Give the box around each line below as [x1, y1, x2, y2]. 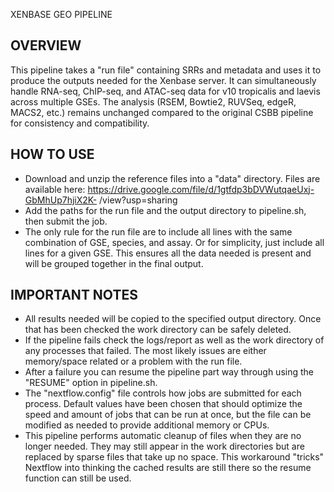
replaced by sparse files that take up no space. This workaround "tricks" [24, 451, 325, 463]
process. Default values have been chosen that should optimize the [24, 398, 303, 410]
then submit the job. [24, 215, 108, 227]
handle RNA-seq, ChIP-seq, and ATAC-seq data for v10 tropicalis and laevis [10, 85, 321, 97]
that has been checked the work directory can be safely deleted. [24, 324, 292, 336]
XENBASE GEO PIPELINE [10, 9, 113, 20]
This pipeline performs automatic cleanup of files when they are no [24, 430, 302, 442]
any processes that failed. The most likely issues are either [24, 345, 267, 357]
